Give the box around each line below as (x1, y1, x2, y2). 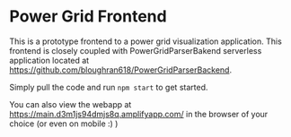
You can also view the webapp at (9, 98, 132, 109)
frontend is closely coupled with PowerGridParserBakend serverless (9, 45, 262, 56)
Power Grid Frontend (9, 6, 168, 27)
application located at (9, 55, 90, 65)
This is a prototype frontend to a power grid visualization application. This (9, 36, 283, 47)
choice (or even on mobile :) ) (9, 118, 119, 129)
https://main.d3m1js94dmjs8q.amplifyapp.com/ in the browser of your (9, 108, 269, 119)
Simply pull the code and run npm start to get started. (9, 81, 208, 92)
